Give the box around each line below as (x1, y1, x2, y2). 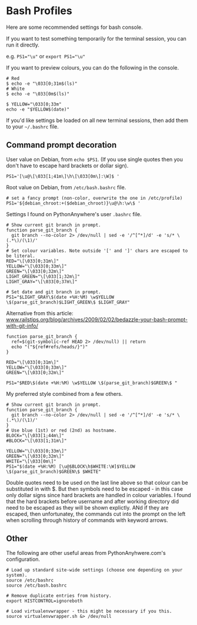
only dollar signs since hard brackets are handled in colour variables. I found (6, 491, 191, 498)
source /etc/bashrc (6, 577, 54, 583)
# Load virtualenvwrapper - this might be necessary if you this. (6, 608, 172, 614)
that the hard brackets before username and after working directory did (6, 498, 179, 505)
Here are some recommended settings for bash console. (6, 24, 143, 31)
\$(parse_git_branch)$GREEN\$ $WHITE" (6, 468, 101, 475)
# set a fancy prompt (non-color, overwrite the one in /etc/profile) (6, 195, 183, 201)
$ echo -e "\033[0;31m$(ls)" (6, 81, 78, 87)
